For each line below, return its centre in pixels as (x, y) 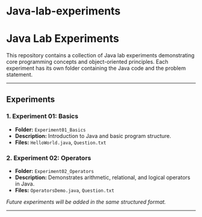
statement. (20, 75)
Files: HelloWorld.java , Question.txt (60, 142)
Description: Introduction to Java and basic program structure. (93, 136)
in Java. (25, 184)
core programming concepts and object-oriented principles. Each (87, 62)
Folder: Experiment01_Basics (50, 129)
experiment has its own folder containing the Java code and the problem (96, 68)
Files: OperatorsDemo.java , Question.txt (65, 190)
